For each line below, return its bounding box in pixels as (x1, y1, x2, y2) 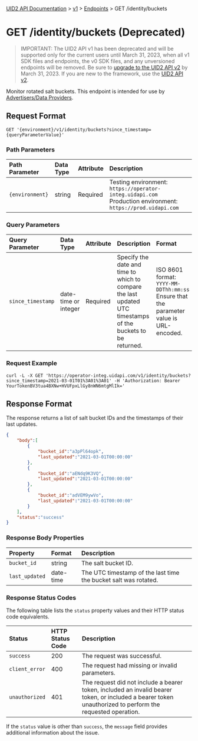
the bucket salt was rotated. (81, 575, 159, 584)
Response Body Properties (6, 534, 84, 542)
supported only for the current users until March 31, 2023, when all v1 (20, 51, 190, 58)
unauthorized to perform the (81, 700, 160, 709)
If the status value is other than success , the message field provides (6, 723, 168, 730)
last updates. (6, 421, 38, 428)
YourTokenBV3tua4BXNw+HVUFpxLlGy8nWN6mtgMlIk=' (6, 383, 126, 389)
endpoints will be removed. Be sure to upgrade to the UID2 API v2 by (20, 64, 188, 71)
